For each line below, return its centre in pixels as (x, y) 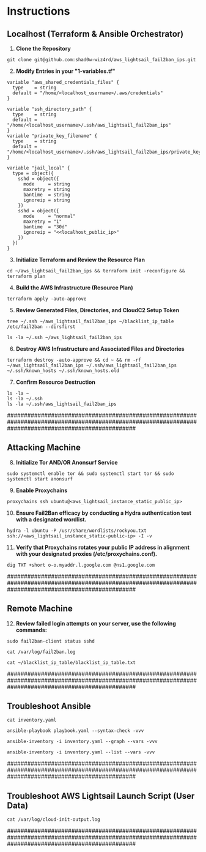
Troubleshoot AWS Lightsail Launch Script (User (101, 796)
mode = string (46, 184)
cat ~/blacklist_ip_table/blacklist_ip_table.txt (72, 662)
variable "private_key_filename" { (52, 136)
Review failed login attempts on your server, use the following (96, 623)
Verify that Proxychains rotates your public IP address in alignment (103, 547)
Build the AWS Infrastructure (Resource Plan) (74, 288)
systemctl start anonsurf (40, 479)
